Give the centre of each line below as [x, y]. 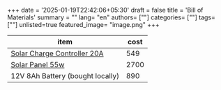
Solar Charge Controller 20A [57, 53]
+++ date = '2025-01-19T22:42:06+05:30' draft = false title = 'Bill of [105, 10]
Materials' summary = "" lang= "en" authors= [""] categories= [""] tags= [112, 17]
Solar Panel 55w [38, 65]
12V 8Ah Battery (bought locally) [65, 76]
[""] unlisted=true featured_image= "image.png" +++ [83, 25]
